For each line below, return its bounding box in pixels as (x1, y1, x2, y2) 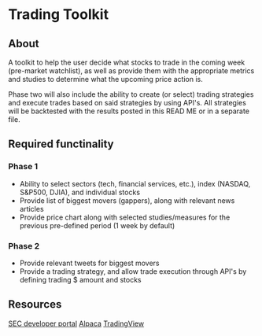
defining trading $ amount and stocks (19, 275, 142, 284)
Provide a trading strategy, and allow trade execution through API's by (19, 266, 247, 276)
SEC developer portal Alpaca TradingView (8, 319, 144, 328)
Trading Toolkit (8, 6, 109, 24)
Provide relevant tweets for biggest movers (19, 258, 160, 268)
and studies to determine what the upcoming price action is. (8, 75, 203, 83)
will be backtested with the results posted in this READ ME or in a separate (8, 106, 250, 116)
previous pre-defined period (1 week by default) (19, 220, 175, 230)
